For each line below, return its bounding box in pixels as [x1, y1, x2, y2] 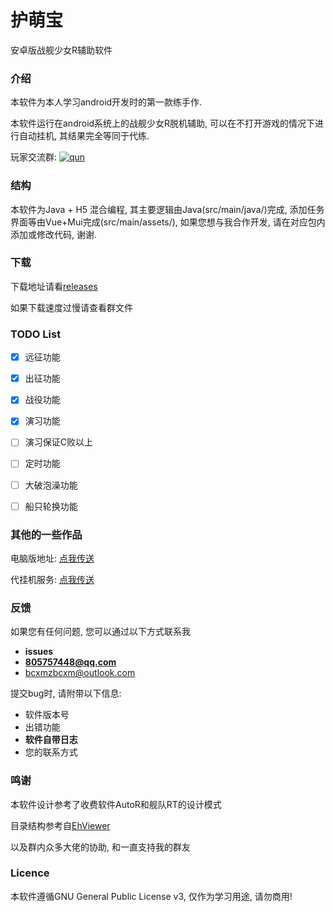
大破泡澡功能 [24, 479, 78, 491]
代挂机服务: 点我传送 [10, 573, 95, 585]
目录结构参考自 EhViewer [10, 819, 111, 831]
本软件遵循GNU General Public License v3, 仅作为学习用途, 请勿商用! [10, 890, 293, 902]
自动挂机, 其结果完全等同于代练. [18, 130, 150, 142]
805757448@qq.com [24, 656, 117, 668]
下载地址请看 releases [10, 280, 98, 292]
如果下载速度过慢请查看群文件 [10, 301, 133, 313]
